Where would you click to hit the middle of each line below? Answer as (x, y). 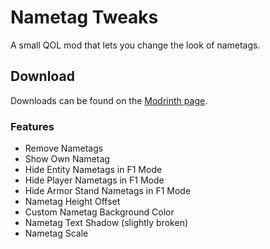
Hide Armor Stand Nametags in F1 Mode (108, 191)
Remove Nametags (64, 148)
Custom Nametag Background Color (99, 212)
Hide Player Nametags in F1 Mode (94, 180)
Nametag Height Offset (72, 202)
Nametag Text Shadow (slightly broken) (106, 223)
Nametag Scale (56, 233)
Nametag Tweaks (84, 17)
